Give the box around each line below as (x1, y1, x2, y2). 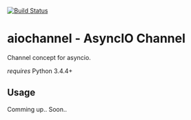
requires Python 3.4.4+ (7, 66, 73, 75)
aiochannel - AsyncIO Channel (7, 31, 186, 46)
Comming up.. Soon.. (7, 105, 68, 113)
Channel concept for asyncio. (7, 53, 91, 61)
